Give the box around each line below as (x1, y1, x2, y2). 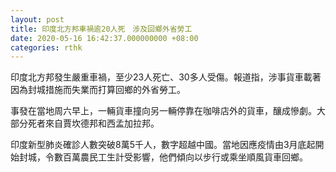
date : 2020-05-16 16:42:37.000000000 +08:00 (10, 33, 199, 43)
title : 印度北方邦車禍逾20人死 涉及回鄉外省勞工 (10, 24, 193, 34)
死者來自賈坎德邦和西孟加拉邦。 (27, 117, 160, 130)
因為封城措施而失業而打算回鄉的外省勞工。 (10, 84, 186, 96)
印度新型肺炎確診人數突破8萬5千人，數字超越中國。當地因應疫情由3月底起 (10, 139, 316, 151)
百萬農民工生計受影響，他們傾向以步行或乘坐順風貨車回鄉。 (62, 151, 308, 163)
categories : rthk (10, 42, 83, 53)
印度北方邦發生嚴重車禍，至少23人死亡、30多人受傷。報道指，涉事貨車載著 (10, 71, 322, 83)
